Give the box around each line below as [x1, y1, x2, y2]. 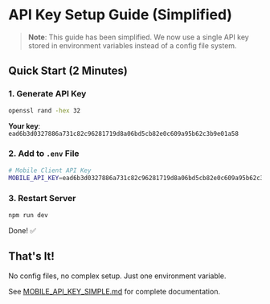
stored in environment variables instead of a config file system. [27, 40, 237, 50]
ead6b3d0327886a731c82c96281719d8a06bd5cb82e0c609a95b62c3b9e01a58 [8, 129, 239, 138]
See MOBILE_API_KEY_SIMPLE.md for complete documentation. [8, 286, 221, 296]
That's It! [8, 249, 55, 263]
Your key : [8, 121, 41, 130]
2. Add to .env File [8, 148, 80, 159]
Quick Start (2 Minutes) [8, 64, 129, 78]
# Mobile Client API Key [8, 166, 92, 175]
